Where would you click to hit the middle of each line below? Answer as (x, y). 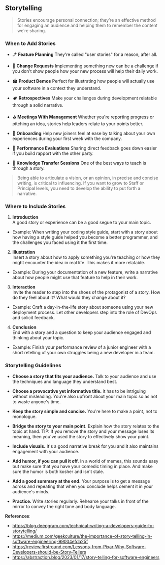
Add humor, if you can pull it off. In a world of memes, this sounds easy (85, 461)
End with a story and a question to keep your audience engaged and (82, 332)
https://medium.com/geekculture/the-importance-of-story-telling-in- (82, 536)
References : (18, 516)
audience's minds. (31, 491)
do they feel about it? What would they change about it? (69, 298)
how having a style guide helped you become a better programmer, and (85, 237)
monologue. (24, 416)
